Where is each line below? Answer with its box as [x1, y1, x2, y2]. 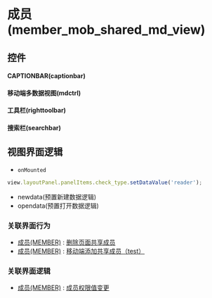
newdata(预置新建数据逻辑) [17, 192, 97, 201]
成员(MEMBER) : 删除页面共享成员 [17, 237, 116, 247]
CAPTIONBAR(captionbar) [7, 72, 86, 80]
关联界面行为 [7, 221, 51, 230]
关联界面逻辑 [7, 266, 51, 275]
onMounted [17, 166, 47, 173]
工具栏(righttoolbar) [7, 106, 67, 115]
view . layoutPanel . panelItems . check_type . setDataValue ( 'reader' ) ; [7, 179, 202, 186]
